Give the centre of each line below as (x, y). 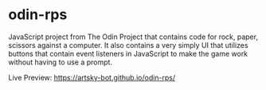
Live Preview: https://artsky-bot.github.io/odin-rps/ (92, 77)
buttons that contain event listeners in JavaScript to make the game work (128, 53)
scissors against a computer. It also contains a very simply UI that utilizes (128, 45)
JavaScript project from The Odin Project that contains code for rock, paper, (133, 37)
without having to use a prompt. (61, 62)
